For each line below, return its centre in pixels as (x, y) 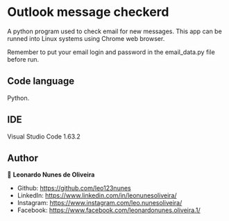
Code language (41, 81)
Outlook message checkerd (88, 12)
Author (23, 158)
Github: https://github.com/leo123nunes (74, 188)
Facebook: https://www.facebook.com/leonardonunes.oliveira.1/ (109, 210)
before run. (23, 59)
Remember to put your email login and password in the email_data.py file (111, 52)
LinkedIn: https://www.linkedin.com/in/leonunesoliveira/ (97, 195)
